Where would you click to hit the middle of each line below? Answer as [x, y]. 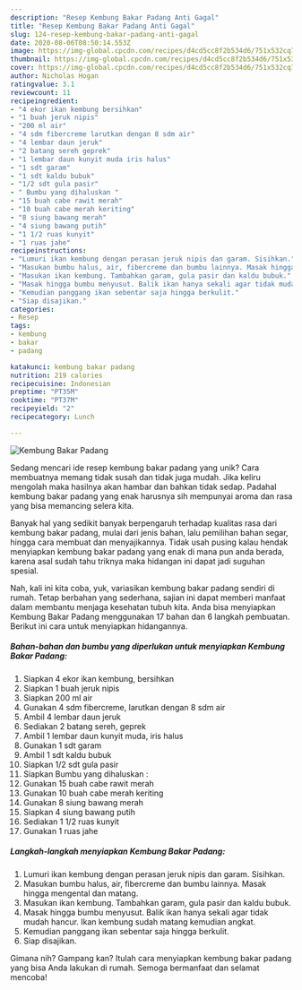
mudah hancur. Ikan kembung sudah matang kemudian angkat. [139, 921]
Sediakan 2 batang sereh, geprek [85, 726]
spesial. [25, 571]
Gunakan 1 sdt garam [62, 745]
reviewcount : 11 [40, 92]
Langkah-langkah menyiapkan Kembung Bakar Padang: [118, 851]
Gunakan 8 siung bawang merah [83, 802]
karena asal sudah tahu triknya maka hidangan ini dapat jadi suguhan [138, 561]
